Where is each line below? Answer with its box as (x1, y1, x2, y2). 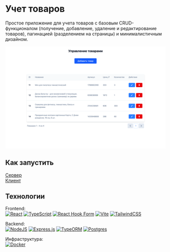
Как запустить (5, 158, 54, 167)
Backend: (5, 221, 25, 227)
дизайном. (5, 36, 29, 42)
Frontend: (5, 206, 26, 212)
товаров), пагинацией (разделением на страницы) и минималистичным (5, 31, 162, 37)
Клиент (5, 177, 21, 183)
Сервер (5, 172, 22, 178)
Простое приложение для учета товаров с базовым (5, 20, 118, 26)
